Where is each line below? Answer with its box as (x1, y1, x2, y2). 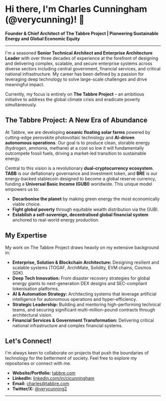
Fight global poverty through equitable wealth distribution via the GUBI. (12, 206, 159, 212)
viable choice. (12, 201, 41, 207)
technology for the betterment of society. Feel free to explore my (5, 355, 137, 361)
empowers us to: (5, 186, 40, 192)
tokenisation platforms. (12, 286, 59, 291)
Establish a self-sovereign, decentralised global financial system (12, 212, 149, 218)
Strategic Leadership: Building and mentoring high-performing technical (12, 301, 161, 307)
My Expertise (5, 231, 47, 240)
